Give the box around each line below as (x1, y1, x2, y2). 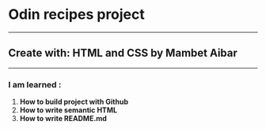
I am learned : (8, 79, 62, 90)
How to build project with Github (19, 97, 129, 107)
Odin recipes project (8, 6, 145, 24)
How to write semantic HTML (19, 105, 117, 115)
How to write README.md (19, 114, 107, 123)
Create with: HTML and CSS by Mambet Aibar (8, 46, 237, 60)
